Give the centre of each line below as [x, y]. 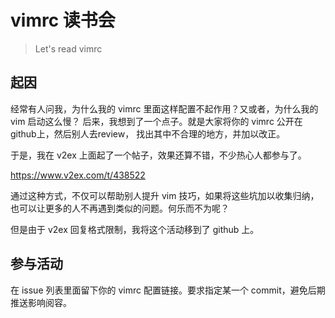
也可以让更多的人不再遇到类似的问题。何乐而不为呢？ [120, 208]
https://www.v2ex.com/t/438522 [78, 175]
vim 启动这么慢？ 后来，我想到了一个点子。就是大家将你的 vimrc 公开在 [156, 121]
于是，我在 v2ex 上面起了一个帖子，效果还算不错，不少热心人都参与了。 [158, 155]
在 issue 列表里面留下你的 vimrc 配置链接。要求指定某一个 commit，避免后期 [168, 290]
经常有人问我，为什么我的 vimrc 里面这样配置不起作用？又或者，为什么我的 [164, 108]
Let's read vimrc [68, 48]
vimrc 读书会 [63, 20]
